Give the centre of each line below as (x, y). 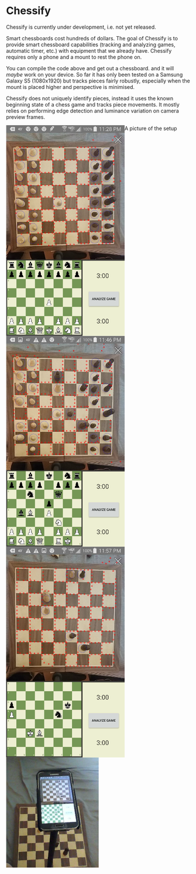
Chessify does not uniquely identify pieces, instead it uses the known (90, 98)
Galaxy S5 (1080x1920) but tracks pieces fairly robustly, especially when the (98, 81)
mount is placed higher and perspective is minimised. (71, 87)
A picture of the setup (151, 128)
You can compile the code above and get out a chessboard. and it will (90, 68)
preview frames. (26, 117)
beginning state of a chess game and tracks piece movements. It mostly (93, 104)
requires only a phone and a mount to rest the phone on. (74, 57)
